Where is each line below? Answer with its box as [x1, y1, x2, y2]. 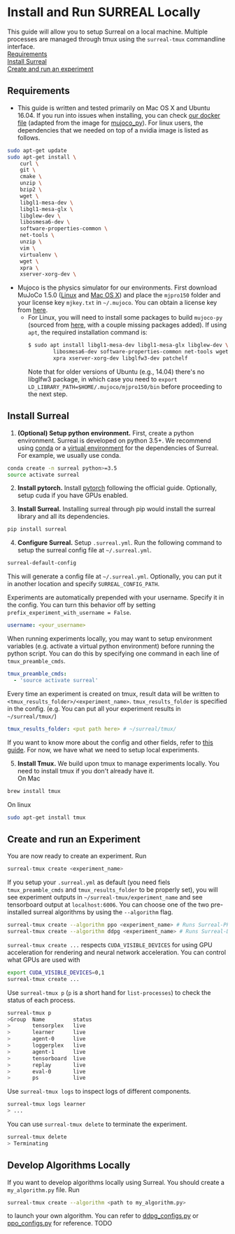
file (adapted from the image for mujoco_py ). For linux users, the [17, 118, 204, 127]
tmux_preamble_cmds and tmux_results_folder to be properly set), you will [7, 886, 218, 894]
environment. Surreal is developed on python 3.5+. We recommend [17, 436, 211, 445]
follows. [17, 133, 41, 142]
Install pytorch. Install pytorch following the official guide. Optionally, [17, 484, 218, 492]
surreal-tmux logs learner [7, 1101, 86, 1108]
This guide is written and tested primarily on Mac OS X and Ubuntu [17, 103, 211, 112]
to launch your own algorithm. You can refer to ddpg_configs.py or [7, 1212, 199, 1220]
